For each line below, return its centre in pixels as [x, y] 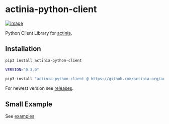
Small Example [29, 104]
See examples [20, 116]
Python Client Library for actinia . [39, 33]
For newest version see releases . [39, 88]
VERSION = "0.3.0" [22, 70]
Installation [23, 49]
